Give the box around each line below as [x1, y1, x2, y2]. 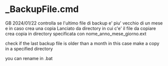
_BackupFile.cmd [5, 3, 79, 15]
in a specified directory [5, 45, 53, 51]
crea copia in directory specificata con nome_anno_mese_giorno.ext [5, 30, 146, 36]
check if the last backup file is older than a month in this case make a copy [5, 40, 159, 46]
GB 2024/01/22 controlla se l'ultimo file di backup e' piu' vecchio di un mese [5, 20, 163, 26]
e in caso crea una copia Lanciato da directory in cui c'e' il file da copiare [5, 25, 156, 31]
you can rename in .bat [5, 55, 53, 61]
